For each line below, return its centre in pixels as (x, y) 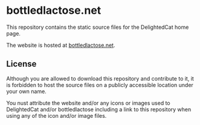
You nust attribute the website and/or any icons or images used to (88, 103)
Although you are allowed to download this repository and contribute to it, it (100, 78)
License (21, 64)
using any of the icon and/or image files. (56, 115)
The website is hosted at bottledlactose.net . (61, 45)
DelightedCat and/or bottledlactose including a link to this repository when (99, 109)
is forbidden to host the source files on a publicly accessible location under (100, 85)
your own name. (26, 91)
